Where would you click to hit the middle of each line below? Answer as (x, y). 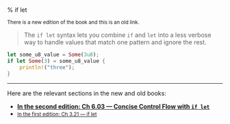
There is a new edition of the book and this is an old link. (73, 22)
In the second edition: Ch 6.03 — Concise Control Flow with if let (113, 106)
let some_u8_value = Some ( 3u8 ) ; (53, 55)
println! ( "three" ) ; (47, 67)
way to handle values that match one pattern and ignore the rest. (115, 42)
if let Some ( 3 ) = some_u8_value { (56, 61)
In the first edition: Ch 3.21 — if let (57, 114)
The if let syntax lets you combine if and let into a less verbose (117, 35)
